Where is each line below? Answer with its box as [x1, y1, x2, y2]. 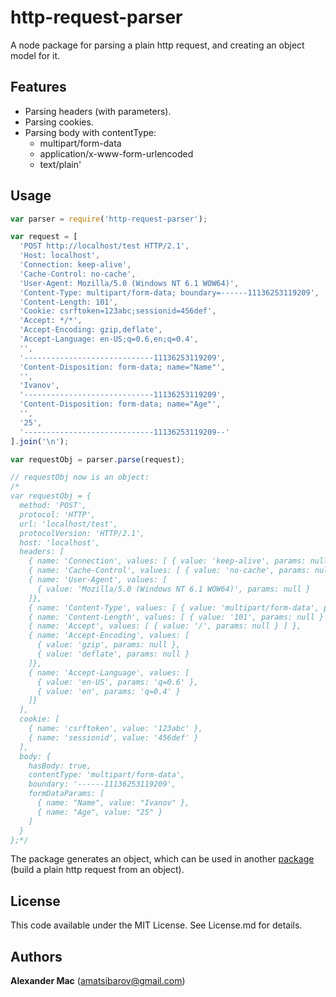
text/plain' [39, 158, 82, 170]
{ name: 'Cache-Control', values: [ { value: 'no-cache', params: [28, 566, 311, 576]
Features [10, 79, 67, 96]
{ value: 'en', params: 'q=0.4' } [36, 686, 182, 696]
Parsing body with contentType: [24, 126, 157, 138]
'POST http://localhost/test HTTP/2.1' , [19, 241, 190, 251]
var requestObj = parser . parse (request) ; [10, 454, 186, 465]
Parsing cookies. [24, 116, 94, 128]
